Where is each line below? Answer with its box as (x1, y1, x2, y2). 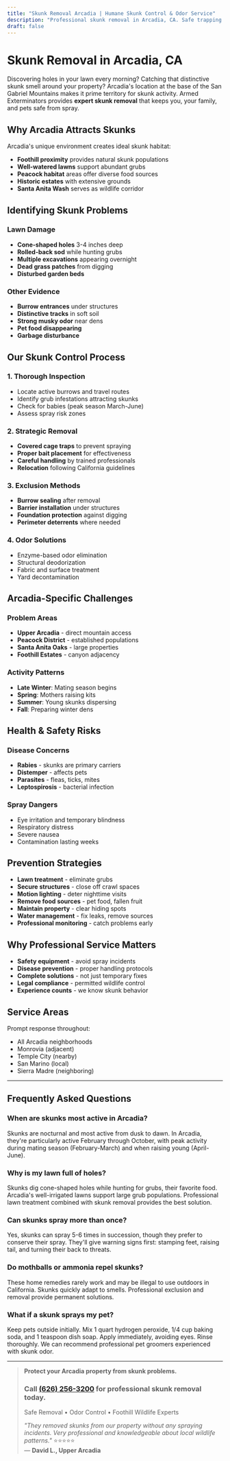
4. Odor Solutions (7, 535, 66, 545)
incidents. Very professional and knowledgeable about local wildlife (23, 1429, 216, 1437)
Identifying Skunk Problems (7, 204, 129, 216)
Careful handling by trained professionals (16, 456, 136, 465)
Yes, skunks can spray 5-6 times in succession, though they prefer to (7, 1231, 203, 1239)
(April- (190, 1144, 209, 1152)
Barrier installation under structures (16, 504, 120, 512)
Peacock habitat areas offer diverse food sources (16, 170, 159, 178)
